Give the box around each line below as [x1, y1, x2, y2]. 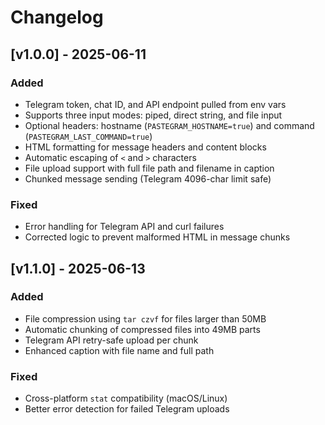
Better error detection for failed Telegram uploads [24, 403, 230, 415]
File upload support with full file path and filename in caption [24, 162, 275, 174]
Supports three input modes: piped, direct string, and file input [24, 109, 283, 121]
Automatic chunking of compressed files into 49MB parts [24, 323, 261, 335]
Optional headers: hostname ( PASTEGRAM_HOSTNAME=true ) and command [24, 119, 315, 131]
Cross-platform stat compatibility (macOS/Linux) [24, 392, 228, 405]
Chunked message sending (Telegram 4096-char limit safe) [24, 172, 272, 185]
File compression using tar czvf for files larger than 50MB [24, 312, 267, 325]
